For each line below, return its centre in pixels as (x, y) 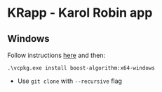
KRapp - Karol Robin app (80, 13)
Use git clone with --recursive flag (70, 81)
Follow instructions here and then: (56, 55)
